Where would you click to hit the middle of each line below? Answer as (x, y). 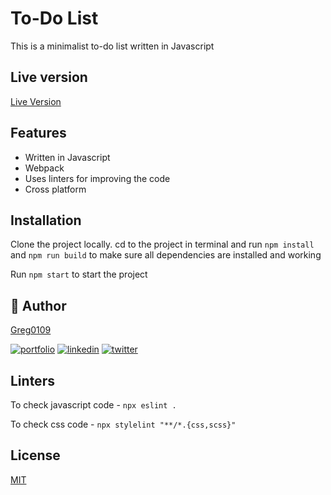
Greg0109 (31, 330)
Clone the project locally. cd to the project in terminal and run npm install (162, 244)
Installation (46, 220)
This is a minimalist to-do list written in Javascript (112, 46)
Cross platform (55, 189)
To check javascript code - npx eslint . (93, 405)
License (35, 455)
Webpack (44, 168)
